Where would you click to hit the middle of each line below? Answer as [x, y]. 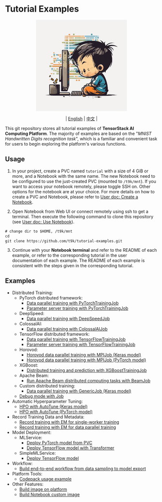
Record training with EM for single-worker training [69, 422]
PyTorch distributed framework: [51, 297]
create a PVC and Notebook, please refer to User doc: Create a [75, 197]
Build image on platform [43, 489]
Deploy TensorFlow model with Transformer [71, 448]
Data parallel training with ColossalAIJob [67, 329]
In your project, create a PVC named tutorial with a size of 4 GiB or [80, 171]
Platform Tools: [27, 474]
